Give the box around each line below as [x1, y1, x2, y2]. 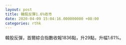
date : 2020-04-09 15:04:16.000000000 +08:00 [5, 16, 99, 21]
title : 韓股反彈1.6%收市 [5, 12, 52, 17]
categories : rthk [5, 21, 41, 26]
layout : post [5, 7, 32, 12]
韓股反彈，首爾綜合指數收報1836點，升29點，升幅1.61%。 [5, 35, 124, 41]
